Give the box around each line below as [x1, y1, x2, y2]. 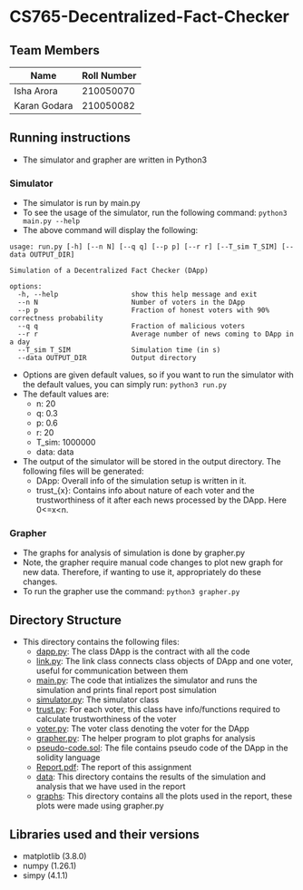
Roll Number [81, 70, 137, 82]
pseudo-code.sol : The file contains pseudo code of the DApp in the [35, 742, 288, 754]
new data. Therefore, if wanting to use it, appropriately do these [22, 567, 261, 578]
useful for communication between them [35, 665, 189, 677]
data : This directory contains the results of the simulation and [35, 771, 266, 782]
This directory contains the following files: [22, 637, 180, 648]
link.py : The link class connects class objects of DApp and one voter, [35, 656, 293, 667]
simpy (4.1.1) [22, 870, 68, 881]
